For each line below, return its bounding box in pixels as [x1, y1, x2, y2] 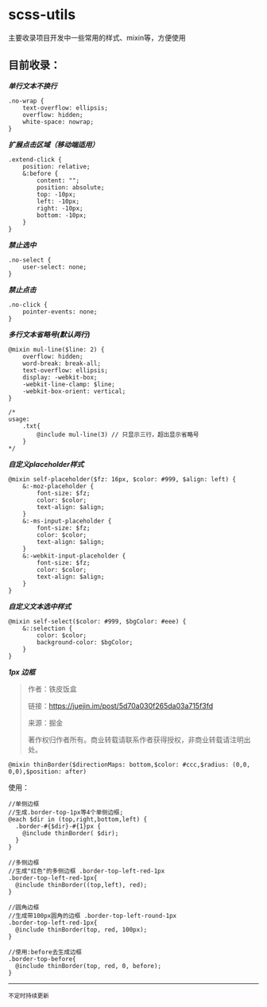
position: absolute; [37, 183, 105, 192]
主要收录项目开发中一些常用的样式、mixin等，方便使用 [8, 33, 186, 42]
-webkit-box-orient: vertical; [22, 387, 126, 395]
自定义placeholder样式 [8, 459, 84, 469]
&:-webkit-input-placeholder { [22, 551, 126, 560]
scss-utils [8, 6, 76, 24]
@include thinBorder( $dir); [22, 829, 119, 837]
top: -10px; [37, 190, 77, 198]
